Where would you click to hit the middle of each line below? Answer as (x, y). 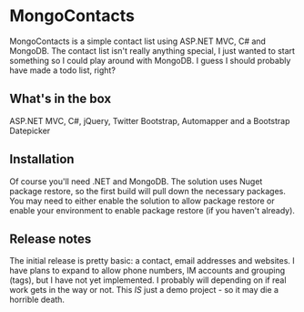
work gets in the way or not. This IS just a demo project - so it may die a (144, 290)
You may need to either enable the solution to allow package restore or (142, 201)
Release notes (51, 239)
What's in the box (61, 99)
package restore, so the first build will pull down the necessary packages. (148, 191)
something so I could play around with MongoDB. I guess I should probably (150, 60)
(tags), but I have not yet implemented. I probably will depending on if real (148, 280)
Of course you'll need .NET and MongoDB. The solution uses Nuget (136, 181)
